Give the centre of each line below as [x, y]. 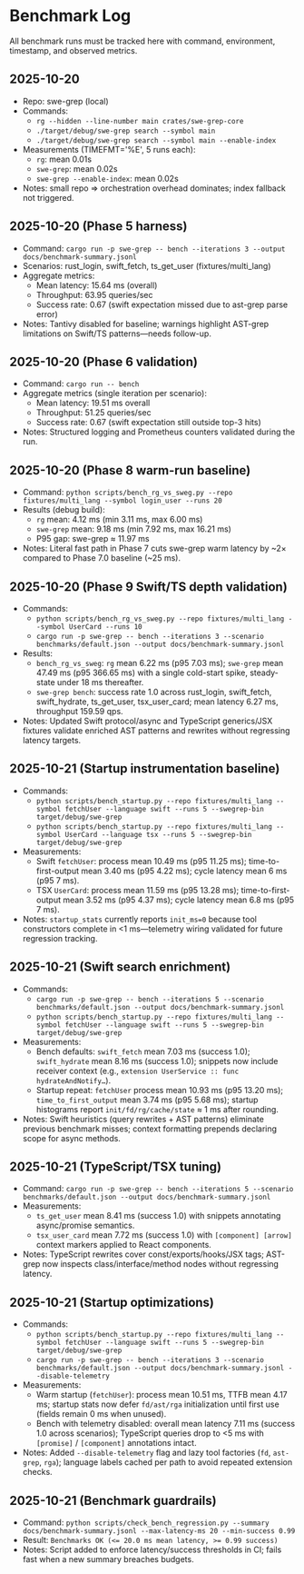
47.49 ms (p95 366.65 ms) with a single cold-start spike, [142, 672]
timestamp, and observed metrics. [74, 50]
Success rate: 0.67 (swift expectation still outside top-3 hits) [148, 423]
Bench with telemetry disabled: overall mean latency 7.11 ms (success [166, 1424]
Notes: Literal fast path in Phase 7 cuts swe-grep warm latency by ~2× [155, 548]
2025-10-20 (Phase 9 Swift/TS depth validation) [148, 587]
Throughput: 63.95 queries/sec [94, 294]
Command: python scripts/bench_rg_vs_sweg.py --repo [127, 493]
